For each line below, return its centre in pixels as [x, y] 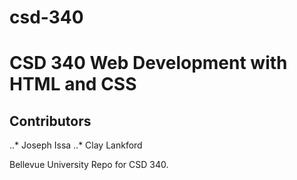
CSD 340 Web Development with [148, 63]
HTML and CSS [73, 84]
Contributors [50, 121]
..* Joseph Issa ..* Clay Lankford [76, 145]
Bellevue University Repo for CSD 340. [89, 165]
